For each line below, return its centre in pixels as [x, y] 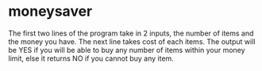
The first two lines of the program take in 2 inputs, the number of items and [131, 33]
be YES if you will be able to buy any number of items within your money [127, 50]
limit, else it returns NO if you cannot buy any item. [91, 58]
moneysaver [50, 11]
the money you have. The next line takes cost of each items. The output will [132, 41]
